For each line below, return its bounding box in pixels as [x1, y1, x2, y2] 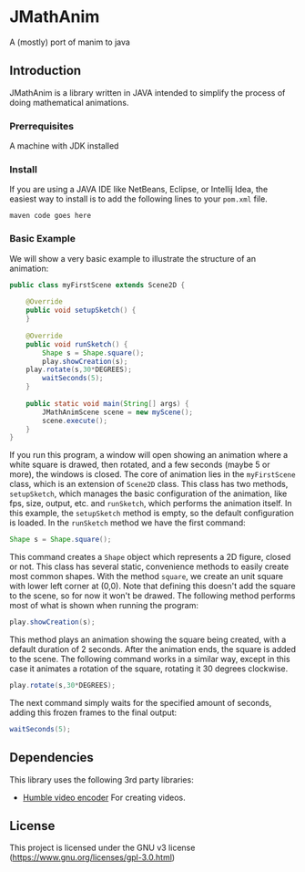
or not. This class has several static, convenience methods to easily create [9, 561, 290, 572]
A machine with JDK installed [9, 140, 119, 151]
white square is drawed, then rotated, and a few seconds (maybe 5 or [9, 459, 270, 471]
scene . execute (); [42, 416, 107, 425]
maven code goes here [9, 212, 92, 221]
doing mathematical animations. [9, 97, 129, 108]
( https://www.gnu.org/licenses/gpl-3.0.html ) [9, 852, 176, 863]
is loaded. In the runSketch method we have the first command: [9, 517, 246, 528]
